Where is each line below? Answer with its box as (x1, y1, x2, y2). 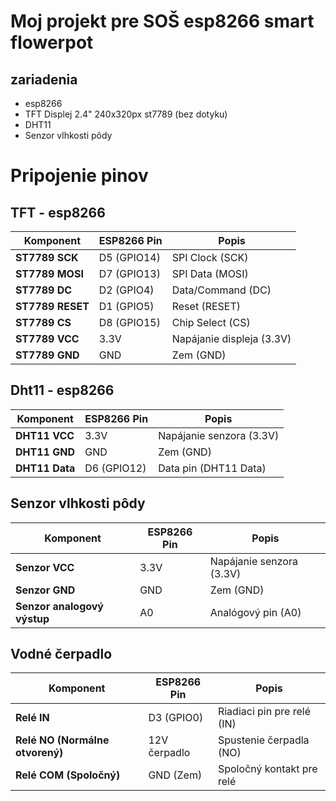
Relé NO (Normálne (15, 733, 110, 747)
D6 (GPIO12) (84, 461, 147, 475)
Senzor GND (15, 583, 76, 597)
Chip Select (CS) (171, 316, 251, 329)
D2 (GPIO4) (98, 283, 155, 297)
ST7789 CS (15, 316, 72, 329)
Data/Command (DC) (171, 283, 272, 297)
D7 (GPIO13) (98, 267, 161, 280)
